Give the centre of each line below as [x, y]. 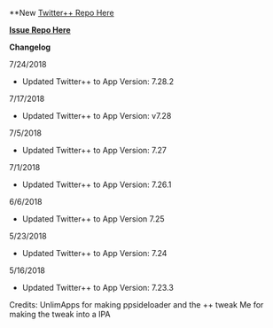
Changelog [30, 47]
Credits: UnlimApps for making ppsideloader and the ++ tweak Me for [136, 305]
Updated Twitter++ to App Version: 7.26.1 [97, 184]
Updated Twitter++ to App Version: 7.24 [94, 253]
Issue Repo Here [40, 30]
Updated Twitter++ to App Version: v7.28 [97, 116]
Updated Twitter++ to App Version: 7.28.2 [98, 82]
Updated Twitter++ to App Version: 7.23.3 [98, 288]
